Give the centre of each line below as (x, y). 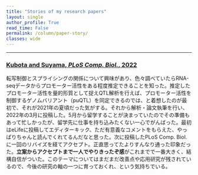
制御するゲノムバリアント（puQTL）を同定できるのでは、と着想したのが (94, 100)
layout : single (25, 17)
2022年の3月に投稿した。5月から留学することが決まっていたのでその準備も (98, 115)
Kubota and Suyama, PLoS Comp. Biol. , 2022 (72, 65)
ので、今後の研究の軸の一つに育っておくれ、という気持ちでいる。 (91, 166)
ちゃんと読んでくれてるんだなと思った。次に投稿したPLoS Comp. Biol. (102, 137)
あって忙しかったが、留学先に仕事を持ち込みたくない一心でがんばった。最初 (99, 122)
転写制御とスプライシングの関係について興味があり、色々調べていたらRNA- (98, 78)
